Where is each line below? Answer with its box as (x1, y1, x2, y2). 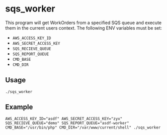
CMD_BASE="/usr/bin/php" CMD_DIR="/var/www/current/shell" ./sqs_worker (5, 125, 161, 130)
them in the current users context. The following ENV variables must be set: (5, 25, 162, 31)
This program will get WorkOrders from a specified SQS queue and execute (5, 20, 162, 26)
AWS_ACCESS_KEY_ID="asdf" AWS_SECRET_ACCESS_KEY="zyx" (5, 116, 123, 121)
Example (5, 103, 33, 111)
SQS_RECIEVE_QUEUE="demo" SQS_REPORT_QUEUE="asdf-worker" (5, 120, 129, 125)
